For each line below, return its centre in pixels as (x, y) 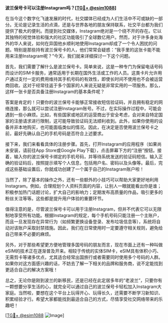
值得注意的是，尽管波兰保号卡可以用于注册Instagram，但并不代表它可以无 (81, 209)
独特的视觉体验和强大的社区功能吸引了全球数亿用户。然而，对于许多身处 (84, 37)
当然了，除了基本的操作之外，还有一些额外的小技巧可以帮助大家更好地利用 (82, 180)
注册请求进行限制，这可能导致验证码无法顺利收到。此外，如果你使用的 (86, 121)
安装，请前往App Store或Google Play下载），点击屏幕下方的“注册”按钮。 (83, 150)
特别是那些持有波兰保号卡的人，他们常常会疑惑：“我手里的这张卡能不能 (87, 50)
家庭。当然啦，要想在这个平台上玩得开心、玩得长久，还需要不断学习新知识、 (84, 293)
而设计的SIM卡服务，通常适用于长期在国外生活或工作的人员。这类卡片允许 (81, 73)
